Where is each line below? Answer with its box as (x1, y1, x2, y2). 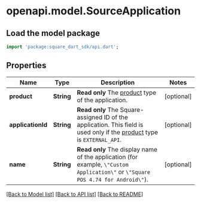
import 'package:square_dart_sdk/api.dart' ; (6, 44, 119, 50)
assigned (77, 113, 103, 121)
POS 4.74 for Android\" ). (77, 175, 148, 183)
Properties (6, 60, 47, 71)
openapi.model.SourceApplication (6, 4, 181, 18)
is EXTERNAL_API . (77, 135, 122, 144)
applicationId (9, 120, 48, 129)
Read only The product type (77, 88, 157, 96)
